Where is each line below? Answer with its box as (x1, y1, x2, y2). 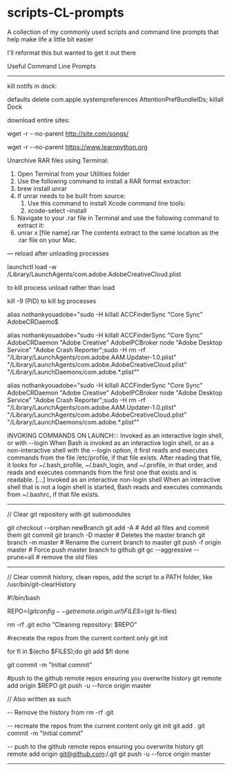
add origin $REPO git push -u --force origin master (7, 681, 152, 689)
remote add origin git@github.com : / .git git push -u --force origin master (7, 750, 211, 758)
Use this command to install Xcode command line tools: (27, 199, 186, 207)
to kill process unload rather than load (7, 283, 115, 291)
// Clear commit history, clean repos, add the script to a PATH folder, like (7, 572, 213, 581)
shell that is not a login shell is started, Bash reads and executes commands (7, 482, 223, 491)
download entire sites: (7, 116, 70, 124)
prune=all (7, 552, 35, 561)
